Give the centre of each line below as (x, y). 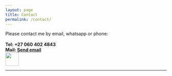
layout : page (19, 10)
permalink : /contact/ (28, 19)
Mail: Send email (23, 50)
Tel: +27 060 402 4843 (31, 45)
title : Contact (21, 15)
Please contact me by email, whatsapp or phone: (57, 34)
